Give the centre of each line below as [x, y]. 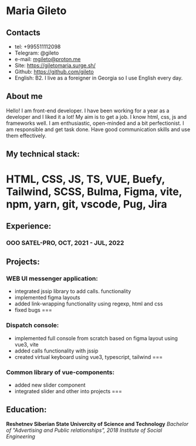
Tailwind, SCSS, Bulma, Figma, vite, [94, 192]
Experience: [29, 226]
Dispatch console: [33, 325]
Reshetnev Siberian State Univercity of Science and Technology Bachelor [97, 424]
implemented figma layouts [47, 298]
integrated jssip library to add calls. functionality [73, 291]
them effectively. [26, 135]
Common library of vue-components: [60, 372]
